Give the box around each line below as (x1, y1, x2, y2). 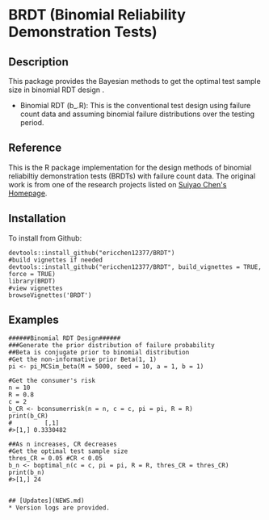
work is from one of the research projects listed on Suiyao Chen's (8, 179, 227, 189)
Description (8, 55, 69, 69)
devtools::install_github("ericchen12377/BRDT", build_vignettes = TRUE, (8, 262, 263, 271)
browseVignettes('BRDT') (8, 291, 92, 300)
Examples (8, 313, 59, 327)
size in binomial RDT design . (8, 85, 105, 94)
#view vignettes (8, 284, 63, 292)
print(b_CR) (8, 412, 48, 421)
